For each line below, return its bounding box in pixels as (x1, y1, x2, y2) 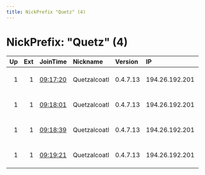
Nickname (73, 57, 103, 66)
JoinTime (39, 57, 67, 66)
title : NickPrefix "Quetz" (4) (6, 9, 86, 15)
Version (115, 57, 138, 66)
